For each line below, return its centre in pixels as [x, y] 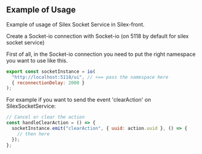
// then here [33, 134]
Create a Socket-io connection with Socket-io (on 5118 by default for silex [97, 36]
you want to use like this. [37, 60]
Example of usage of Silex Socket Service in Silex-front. [75, 24]
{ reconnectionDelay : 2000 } [48, 83]
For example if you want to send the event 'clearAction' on [79, 100]
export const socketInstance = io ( [51, 72]
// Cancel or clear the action [46, 117]
